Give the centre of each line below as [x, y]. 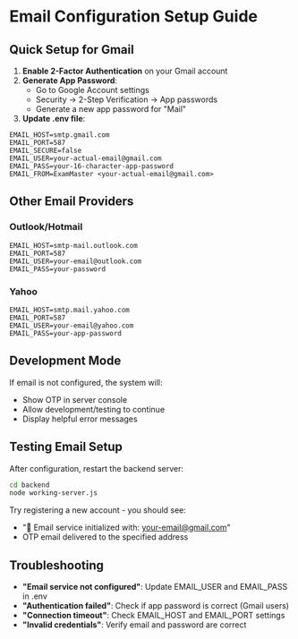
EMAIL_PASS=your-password [57, 269]
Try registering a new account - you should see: [98, 510]
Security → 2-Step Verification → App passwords [126, 99]
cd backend [30, 485]
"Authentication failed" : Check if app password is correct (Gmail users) [155, 606]
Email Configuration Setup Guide [133, 17]
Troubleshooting [57, 565]
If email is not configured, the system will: [86, 382]
